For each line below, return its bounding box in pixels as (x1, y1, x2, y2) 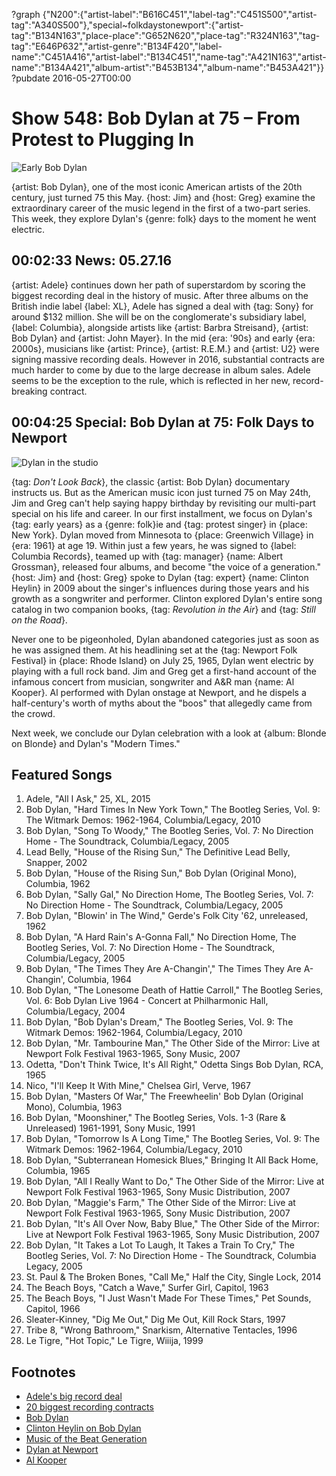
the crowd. (11, 707, 56, 719)
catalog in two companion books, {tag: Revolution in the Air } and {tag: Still (11, 603, 316, 615)
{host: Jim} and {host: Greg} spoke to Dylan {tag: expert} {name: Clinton (11, 571, 309, 583)
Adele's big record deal (25, 1390, 123, 1403)
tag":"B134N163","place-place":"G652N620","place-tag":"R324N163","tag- (11, 30, 321, 41)
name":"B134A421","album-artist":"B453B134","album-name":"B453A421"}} (11, 62, 325, 73)
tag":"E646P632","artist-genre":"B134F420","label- (11, 40, 223, 52)
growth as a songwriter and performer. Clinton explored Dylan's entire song (11, 592, 323, 604)
